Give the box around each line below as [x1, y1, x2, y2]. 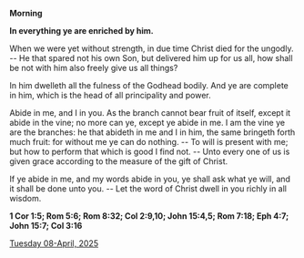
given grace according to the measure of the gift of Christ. [9, 156, 228, 167]
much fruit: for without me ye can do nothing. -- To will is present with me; [9, 137, 289, 147]
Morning [9, 8, 43, 18]
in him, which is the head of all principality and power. [9, 90, 211, 100]
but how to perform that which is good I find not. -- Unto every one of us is [9, 146, 290, 157]
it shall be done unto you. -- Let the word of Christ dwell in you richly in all [9, 183, 288, 194]
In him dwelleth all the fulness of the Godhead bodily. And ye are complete [9, 80, 289, 90]
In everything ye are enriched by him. [9, 26, 154, 36]
